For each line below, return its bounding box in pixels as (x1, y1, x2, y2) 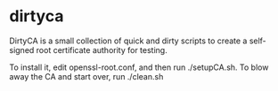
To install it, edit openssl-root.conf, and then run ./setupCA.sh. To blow (9, 62, 269, 72)
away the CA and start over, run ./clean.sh (9, 71, 164, 81)
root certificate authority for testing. (36, 44, 168, 55)
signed (9, 44, 35, 55)
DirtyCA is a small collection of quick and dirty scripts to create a (9, 35, 248, 46)
